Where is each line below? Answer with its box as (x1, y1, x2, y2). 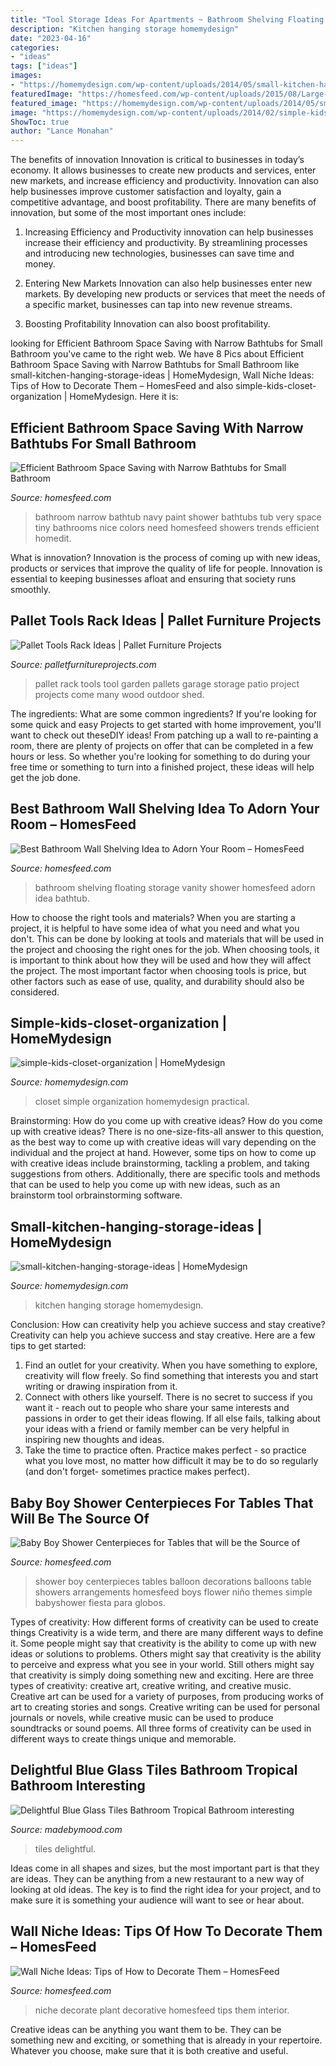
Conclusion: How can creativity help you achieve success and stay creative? (10, 1319, 326, 1331)
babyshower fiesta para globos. (34, 1597, 166, 1608)
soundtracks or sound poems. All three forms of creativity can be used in (10, 1722, 312, 1734)
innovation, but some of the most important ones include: (10, 207, 247, 219)
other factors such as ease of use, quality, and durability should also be (10, 975, 305, 987)
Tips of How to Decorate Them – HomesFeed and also (10, 380, 234, 392)
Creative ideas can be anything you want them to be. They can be (10, 2023, 282, 2035)
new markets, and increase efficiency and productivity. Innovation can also (10, 175, 319, 187)
